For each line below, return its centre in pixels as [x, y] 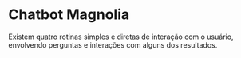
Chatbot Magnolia [69, 15]
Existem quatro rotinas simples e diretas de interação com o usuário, [121, 37]
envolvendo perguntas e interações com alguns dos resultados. [113, 44]
